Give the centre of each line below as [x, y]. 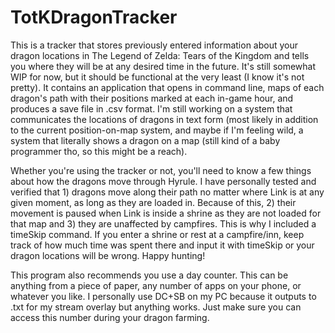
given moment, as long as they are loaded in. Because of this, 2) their [153, 202]
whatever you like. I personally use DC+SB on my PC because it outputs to [163, 296]
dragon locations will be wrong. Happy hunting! [108, 255]
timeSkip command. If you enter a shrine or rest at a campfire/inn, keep [157, 234]
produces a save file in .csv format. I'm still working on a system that [151, 108]
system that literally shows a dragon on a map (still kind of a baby [145, 140]
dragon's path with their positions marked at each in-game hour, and [152, 98]
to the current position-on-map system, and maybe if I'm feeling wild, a [157, 130]
